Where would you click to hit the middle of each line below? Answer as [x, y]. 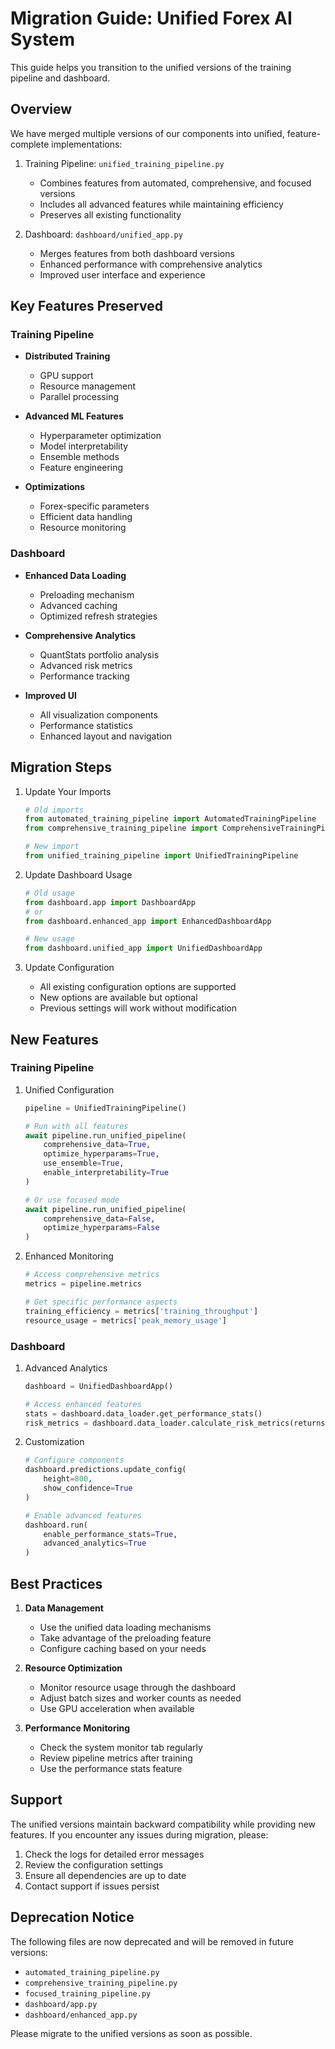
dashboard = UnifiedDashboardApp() [99, 1386]
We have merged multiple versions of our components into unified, [147, 133]
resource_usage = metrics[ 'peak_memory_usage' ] [125, 1320]
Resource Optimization [73, 1668]
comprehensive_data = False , [99, 1218]
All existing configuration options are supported [138, 987]
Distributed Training [67, 356]
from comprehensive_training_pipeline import [121, 828]
